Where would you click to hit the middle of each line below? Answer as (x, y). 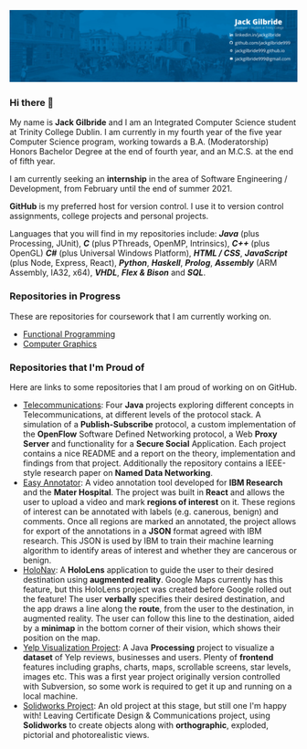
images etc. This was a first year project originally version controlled (151, 676)
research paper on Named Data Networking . (128, 472)
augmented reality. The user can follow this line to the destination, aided (159, 618)
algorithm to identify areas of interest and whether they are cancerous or (159, 550)
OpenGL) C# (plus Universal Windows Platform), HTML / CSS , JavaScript (148, 253)
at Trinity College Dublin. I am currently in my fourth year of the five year (146, 132)
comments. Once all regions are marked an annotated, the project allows (159, 521)
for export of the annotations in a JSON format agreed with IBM (142, 531)
